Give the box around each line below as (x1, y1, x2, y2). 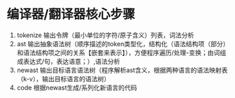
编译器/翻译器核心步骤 (6, 6, 135, 22)
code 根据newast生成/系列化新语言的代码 (16, 83, 138, 92)
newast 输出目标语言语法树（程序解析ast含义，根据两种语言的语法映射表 (16, 66, 229, 74)
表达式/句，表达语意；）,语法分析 (23, 57, 121, 65)
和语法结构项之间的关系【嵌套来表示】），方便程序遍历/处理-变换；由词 (16, 48, 220, 57)
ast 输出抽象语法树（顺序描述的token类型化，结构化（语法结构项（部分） (16, 39, 227, 48)
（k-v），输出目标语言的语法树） (16, 74, 111, 83)
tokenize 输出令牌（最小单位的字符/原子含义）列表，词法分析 (16, 31, 195, 39)
